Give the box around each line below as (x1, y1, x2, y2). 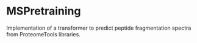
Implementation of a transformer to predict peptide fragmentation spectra (6, 24, 192, 31)
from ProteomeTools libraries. (6, 30, 81, 38)
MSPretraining (6, 4, 81, 18)
